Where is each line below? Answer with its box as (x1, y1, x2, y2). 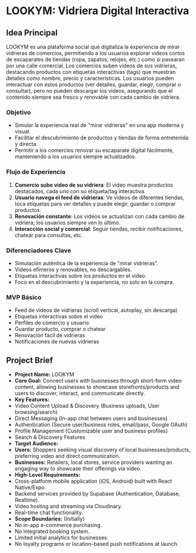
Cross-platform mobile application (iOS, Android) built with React (14, 477, 172, 484)
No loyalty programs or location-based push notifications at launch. (14, 541, 179, 547)
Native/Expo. (14, 484, 46, 491)
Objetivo (6, 108, 31, 116)
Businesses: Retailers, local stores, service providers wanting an (14, 459, 172, 466)
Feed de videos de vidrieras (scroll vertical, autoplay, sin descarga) (14, 307, 178, 314)
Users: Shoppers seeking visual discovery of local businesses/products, (14, 446, 191, 453)
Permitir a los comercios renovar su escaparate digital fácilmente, (14, 147, 174, 154)
